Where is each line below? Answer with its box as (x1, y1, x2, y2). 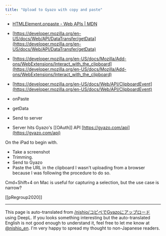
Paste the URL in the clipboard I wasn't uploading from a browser (12, 164, 145, 170)
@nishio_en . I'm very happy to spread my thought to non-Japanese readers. (5, 225, 161, 231)
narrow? (5, 185, 22, 191)
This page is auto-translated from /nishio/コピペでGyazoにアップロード (5, 209, 151, 215)
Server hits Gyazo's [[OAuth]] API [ (12, 124, 83, 130)
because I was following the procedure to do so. (12, 170, 111, 176)
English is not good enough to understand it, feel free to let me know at (5, 220, 150, 226)
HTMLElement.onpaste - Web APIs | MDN (12, 21, 97, 27)
